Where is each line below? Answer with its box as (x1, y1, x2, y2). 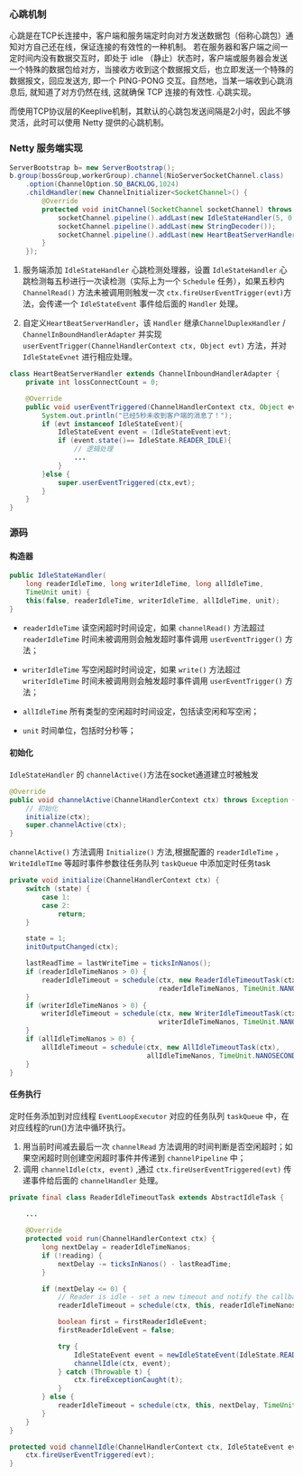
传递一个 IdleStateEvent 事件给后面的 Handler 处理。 (46, 298, 243, 309)
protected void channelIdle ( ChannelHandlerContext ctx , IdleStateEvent (9, 1443, 284, 1452)
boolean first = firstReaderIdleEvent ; (57, 1317, 207, 1327)
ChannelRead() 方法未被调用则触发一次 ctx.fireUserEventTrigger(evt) (22, 287, 284, 298)
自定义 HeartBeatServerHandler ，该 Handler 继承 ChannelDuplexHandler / (22, 318, 286, 329)
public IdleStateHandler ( (9, 571, 106, 580)
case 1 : (41, 892, 70, 901)
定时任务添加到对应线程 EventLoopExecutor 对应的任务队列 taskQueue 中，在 (9, 1110, 289, 1121)
